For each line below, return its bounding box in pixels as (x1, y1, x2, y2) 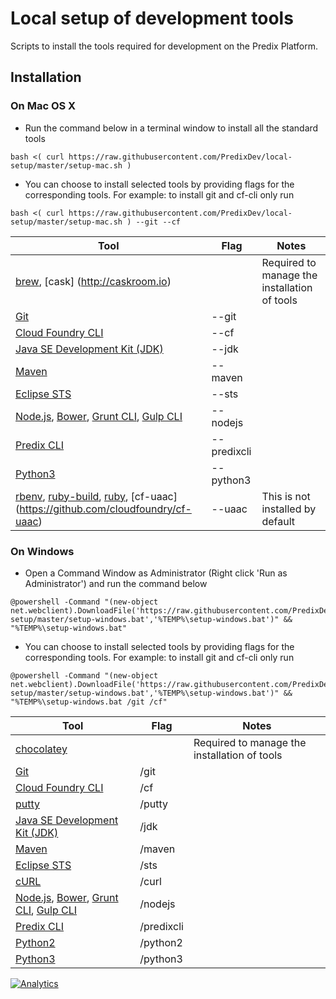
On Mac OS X (10, 99, 77, 113)
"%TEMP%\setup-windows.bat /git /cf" (10, 697, 168, 707)
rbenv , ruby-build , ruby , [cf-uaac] (15, 489, 178, 503)
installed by (261, 502, 317, 516)
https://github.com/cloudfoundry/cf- (19, 502, 192, 516)
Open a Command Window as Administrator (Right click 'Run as (24, 567, 288, 579)
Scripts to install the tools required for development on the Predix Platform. (10, 40, 319, 52)
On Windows (10, 544, 75, 558)
